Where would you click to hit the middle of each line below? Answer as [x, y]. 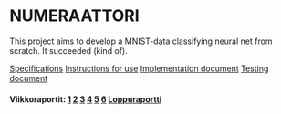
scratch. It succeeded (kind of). [68, 50]
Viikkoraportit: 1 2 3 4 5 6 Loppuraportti [86, 99]
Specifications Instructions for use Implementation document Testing [139, 68]
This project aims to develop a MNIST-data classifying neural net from [141, 41]
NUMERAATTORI [74, 16]
